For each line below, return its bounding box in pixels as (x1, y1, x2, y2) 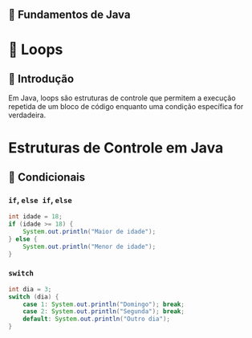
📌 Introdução (8, 71, 75, 85)
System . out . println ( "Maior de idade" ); (22, 228, 156, 236)
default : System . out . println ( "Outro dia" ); (22, 315, 171, 324)
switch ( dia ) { (8, 292, 59, 301)
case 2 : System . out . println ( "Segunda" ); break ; (22, 307, 185, 316)
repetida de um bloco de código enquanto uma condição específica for (8, 102, 244, 112)
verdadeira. (8, 110, 47, 120)
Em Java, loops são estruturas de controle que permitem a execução (8, 93, 236, 103)
